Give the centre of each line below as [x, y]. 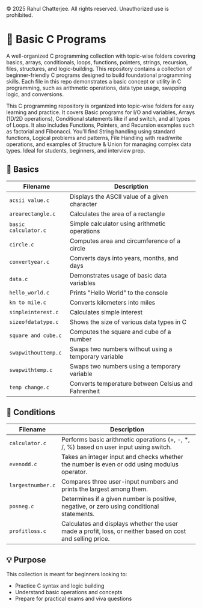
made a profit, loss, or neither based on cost [124, 531]
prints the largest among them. [105, 489]
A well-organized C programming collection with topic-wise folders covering [101, 56]
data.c [19, 279]
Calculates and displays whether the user [120, 523]
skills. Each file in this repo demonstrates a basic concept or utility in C [94, 81]
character [83, 204]
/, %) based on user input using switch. [116, 447]
